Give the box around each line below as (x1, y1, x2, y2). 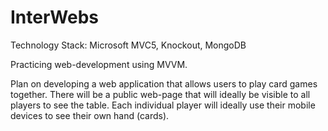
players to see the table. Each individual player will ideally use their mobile (10, 99, 316, 111)
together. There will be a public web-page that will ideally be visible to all (10, 88, 311, 100)
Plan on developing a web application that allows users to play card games (10, 77, 318, 90)
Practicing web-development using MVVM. (10, 58, 188, 70)
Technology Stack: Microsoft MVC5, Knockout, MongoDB (10, 39, 247, 51)
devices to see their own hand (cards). (10, 109, 170, 121)
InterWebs (10, 6, 100, 29)
